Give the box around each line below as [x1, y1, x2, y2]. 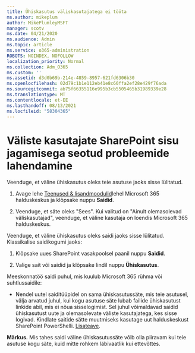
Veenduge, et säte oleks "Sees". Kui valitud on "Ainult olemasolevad [15, 208, 182, 215]
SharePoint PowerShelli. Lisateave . [15, 322, 100, 330]
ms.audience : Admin [7, 36, 55, 42]
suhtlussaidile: [7, 279, 42, 286]
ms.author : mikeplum [7, 14, 58, 20]
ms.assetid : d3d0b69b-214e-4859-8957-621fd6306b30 [7, 75, 135, 81]
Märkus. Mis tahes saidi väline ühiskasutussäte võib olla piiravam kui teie [7, 334, 187, 341]
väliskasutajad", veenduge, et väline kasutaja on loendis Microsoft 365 [15, 215, 188, 222]
